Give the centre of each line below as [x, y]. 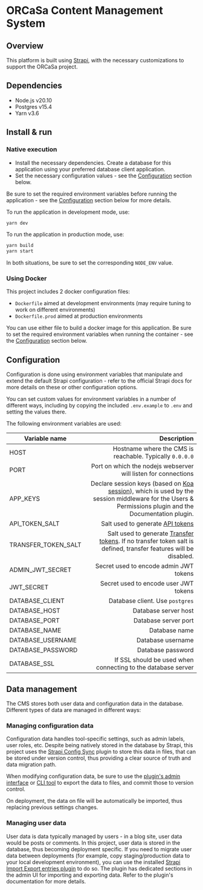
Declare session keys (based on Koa [142, 484]
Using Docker [27, 279]
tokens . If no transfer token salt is [147, 541]
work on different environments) [55, 310]
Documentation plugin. [162, 514]
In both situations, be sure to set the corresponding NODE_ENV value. [90, 263]
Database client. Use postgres [151, 601]
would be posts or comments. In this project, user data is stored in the [93, 843]
